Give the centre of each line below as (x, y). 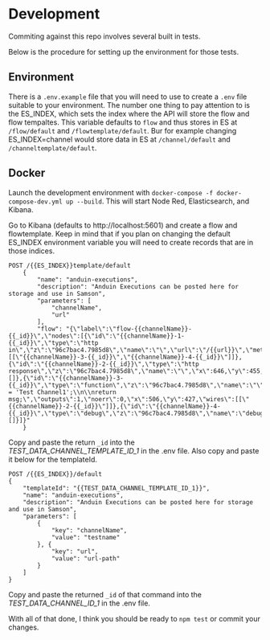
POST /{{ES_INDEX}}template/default (70, 265)
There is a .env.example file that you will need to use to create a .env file (128, 96)
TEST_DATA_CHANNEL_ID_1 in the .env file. (80, 603)
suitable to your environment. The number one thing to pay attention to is (129, 105)
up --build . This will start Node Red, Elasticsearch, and (157, 201)
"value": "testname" (86, 537)
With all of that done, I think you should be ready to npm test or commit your (135, 618)
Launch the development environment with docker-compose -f (111, 192)
